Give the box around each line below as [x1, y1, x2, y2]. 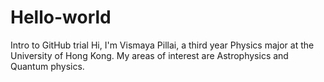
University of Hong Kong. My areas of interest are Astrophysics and [10, 49, 289, 61]
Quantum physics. [10, 60, 85, 72]
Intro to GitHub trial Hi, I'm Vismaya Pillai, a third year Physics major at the [10, 39, 315, 51]
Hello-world [10, 6, 112, 29]
